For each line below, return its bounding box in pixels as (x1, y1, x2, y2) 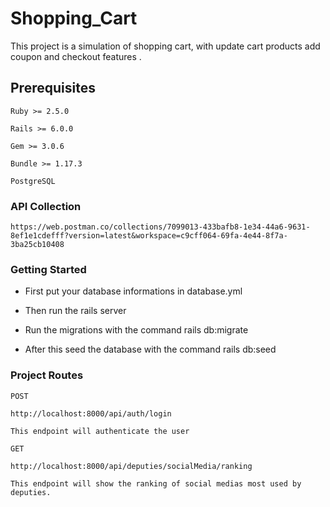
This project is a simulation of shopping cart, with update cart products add (10, 40, 321, 52)
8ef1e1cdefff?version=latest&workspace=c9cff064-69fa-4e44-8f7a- (10, 231, 288, 241)
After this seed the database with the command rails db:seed (24, 343, 277, 356)
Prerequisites (10, 80, 96, 97)
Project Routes (10, 368, 84, 382)
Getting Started (10, 262, 87, 276)
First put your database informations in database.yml (24, 285, 243, 297)
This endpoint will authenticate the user (10, 426, 190, 436)
